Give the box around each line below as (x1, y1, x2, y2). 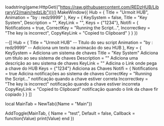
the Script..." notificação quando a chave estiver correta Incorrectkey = (5, 76, 148, 82)
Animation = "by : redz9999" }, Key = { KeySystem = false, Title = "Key (5, 15, 147, 20)
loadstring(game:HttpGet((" (5, 4, 61, 10)
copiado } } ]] (5, 91, 32, 97)
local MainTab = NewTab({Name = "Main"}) (5, 101, 92, 106)
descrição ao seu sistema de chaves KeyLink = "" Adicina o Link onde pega (5, 61, 157, 66)
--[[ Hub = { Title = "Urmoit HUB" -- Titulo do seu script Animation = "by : (5, 40, 153, 45)
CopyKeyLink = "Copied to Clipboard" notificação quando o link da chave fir (5, 86, 159, 92)
